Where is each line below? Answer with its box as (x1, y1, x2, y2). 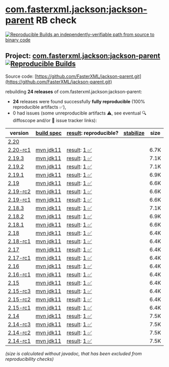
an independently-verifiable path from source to (53, 31, 155, 37)
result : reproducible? (66, 129, 119, 136)
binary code (5, 37, 31, 43)
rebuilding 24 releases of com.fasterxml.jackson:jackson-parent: (5, 88, 142, 95)
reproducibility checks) (5, 356, 54, 362)
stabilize (123, 129, 144, 136)
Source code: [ (5, 73, 37, 79)
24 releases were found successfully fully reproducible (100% (12, 98, 146, 104)
